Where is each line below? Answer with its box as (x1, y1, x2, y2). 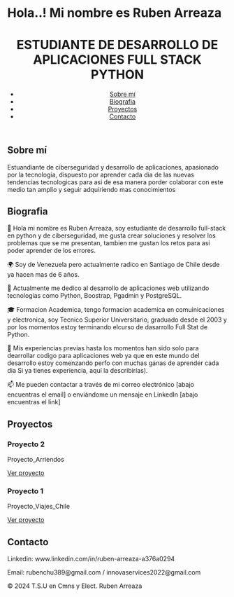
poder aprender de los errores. (7, 247, 96, 255)
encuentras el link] (7, 398, 61, 406)
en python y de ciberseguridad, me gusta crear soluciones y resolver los (7, 231, 217, 240)
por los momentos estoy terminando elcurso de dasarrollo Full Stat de (7, 323, 208, 331)
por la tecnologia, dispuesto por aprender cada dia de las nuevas (7, 170, 194, 179)
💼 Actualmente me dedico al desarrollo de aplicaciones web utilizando (7, 284, 210, 292)
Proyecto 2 (7, 439, 45, 449)
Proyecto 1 (7, 486, 44, 495)
